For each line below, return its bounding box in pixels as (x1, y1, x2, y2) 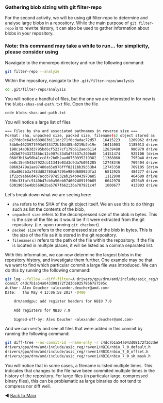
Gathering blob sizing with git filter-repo (5, 4, 102, 11)
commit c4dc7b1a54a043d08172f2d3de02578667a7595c (5, 281, 108, 286)
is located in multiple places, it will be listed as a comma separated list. (12, 242, 154, 248)
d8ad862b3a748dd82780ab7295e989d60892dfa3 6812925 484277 (9, 169, 145, 174)
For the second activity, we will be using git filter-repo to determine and (5, 15, 148, 21)
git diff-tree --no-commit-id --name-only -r (5, 340, 98, 345)
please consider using (5, 49, 59, 55)
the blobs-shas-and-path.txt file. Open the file (5, 101, 98, 107)
